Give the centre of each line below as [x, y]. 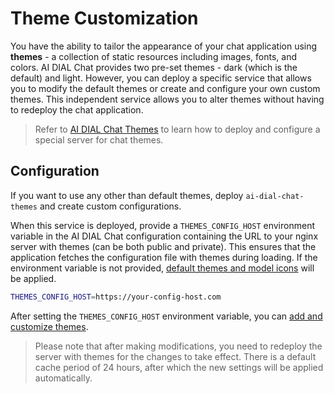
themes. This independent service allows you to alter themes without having [167, 99]
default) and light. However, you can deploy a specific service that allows [161, 78]
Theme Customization [104, 18]
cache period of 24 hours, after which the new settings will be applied [179, 367]
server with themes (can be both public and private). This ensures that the [163, 246]
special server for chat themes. [99, 139]
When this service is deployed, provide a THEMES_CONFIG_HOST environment [162, 225]
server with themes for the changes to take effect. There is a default [175, 356]
